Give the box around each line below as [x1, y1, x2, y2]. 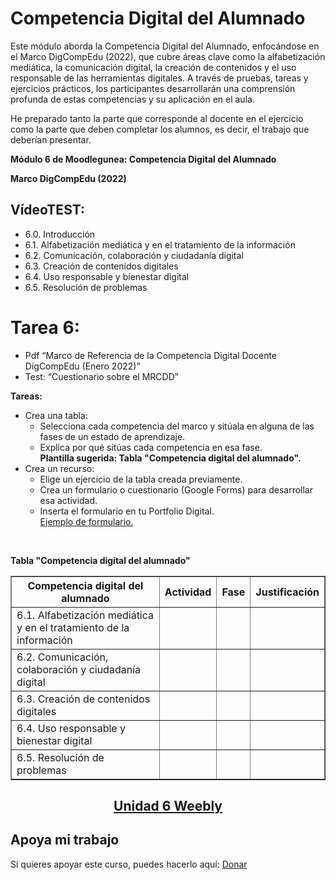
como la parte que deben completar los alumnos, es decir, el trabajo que [10, 123, 310, 135]
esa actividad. [39, 494, 98, 506]
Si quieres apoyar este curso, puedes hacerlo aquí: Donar [10, 858, 248, 870]
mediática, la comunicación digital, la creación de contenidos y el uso [10, 61, 297, 73]
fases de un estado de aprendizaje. [39, 430, 186, 442]
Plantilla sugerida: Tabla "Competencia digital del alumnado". [39, 452, 302, 464]
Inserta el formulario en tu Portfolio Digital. [39, 505, 215, 517]
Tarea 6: [10, 316, 80, 339]
